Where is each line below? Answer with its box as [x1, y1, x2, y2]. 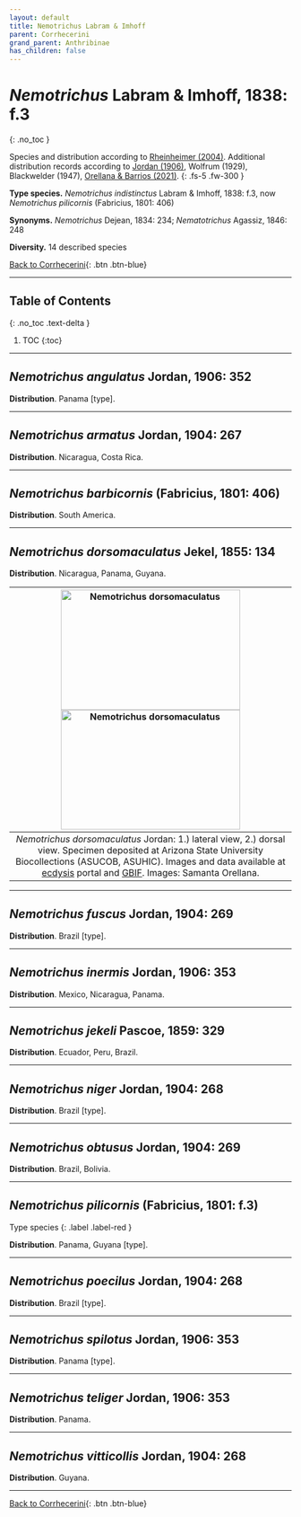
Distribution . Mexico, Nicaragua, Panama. [9, 989, 165, 1000]
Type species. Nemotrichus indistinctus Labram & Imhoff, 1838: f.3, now [9, 188, 276, 198]
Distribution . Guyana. [9, 1472, 90, 1483]
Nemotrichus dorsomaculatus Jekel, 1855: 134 [9, 544, 276, 560]
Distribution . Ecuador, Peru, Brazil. [9, 1047, 139, 1058]
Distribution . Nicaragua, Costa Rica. [9, 451, 143, 463]
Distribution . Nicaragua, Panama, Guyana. [9, 568, 167, 579]
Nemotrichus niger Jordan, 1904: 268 [9, 1081, 224, 1097]
